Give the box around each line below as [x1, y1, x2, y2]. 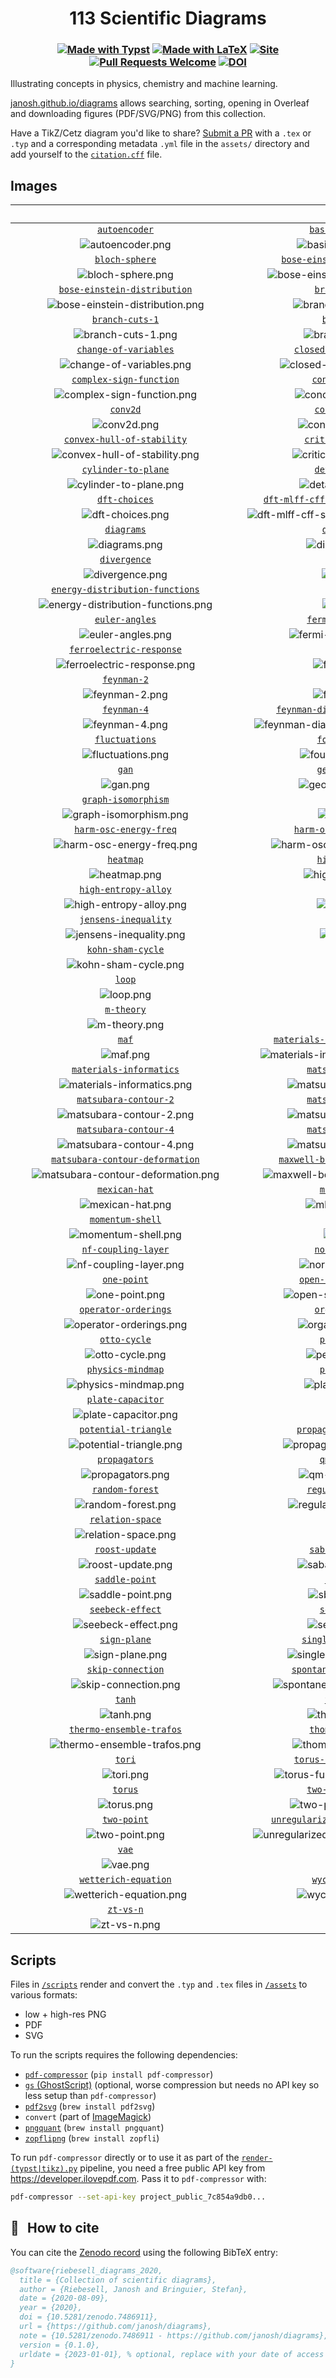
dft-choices [96, 494, 155, 506]
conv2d [109, 404, 142, 416]
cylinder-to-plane [81, 464, 170, 476]
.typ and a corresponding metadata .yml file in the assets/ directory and [10, 138, 310, 150]
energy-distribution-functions [51, 584, 200, 596]
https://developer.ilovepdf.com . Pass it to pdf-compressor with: [10, 2173, 267, 2185]
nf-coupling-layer [81, 1244, 170, 1256]
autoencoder [96, 224, 155, 236]
